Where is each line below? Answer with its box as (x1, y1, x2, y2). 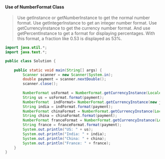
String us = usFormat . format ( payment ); (23, 95, 105, 100)
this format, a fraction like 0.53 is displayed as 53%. (17, 36, 122, 42)
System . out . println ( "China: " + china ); (23, 136, 107, 141)
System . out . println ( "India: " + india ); (23, 132, 107, 136)
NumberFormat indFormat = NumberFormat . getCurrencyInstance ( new (23, 100, 157, 105)
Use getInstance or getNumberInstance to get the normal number (17, 15, 150, 21)
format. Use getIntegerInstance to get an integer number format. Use (17, 20, 157, 26)
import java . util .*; (5, 45, 48, 50)
